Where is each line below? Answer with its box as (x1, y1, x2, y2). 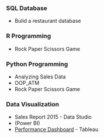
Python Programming (6, 60, 68, 68)
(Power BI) (14, 120, 40, 127)
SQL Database (6, 4, 48, 12)
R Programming (6, 32, 51, 40)
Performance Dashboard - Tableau (14, 126, 99, 133)
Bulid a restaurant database (14, 18, 81, 25)
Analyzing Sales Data (14, 73, 66, 80)
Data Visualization (6, 100, 60, 108)
